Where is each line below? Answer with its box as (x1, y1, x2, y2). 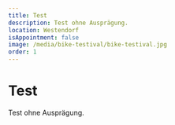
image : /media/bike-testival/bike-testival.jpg (8, 41, 168, 49)
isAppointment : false (8, 33, 80, 42)
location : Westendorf (8, 26, 80, 34)
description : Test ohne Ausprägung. (8, 19, 128, 27)
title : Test (8, 11, 47, 20)
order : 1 (8, 48, 37, 56)
